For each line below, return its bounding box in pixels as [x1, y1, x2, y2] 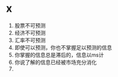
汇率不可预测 [14, 36, 46, 43]
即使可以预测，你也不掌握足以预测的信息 [14, 43, 112, 51]
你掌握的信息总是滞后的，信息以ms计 [14, 51, 104, 58]
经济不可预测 [14, 29, 46, 36]
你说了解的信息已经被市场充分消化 [14, 58, 97, 66]
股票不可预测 [14, 22, 46, 29]
